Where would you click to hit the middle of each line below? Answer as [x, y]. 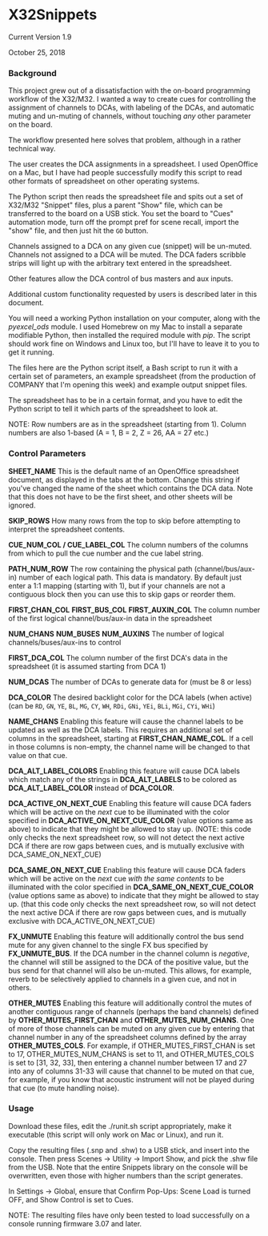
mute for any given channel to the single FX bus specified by [108, 945]
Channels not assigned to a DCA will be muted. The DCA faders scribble [127, 255]
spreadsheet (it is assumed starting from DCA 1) [87, 666]
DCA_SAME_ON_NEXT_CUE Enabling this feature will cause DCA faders [127, 869]
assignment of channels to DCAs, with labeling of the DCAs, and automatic [131, 108]
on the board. [31, 125]
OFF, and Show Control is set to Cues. [71, 1199]
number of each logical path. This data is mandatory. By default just [130, 577]
